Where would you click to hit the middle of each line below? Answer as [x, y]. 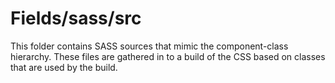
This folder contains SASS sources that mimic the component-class [149, 46]
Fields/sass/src [76, 18]
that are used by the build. [64, 67]
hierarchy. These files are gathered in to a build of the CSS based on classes [168, 56]
